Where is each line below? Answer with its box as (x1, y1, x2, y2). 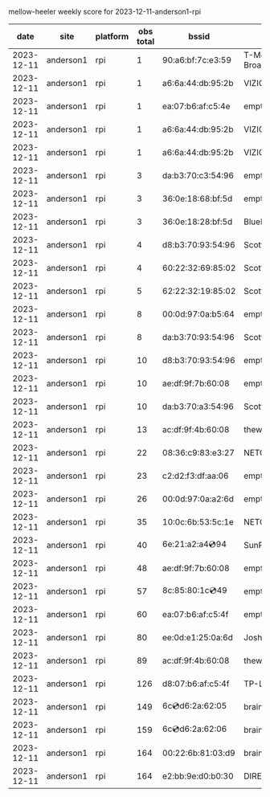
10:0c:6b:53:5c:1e (162, 517, 235, 527)
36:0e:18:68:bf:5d (162, 193, 233, 204)
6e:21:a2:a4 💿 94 (162, 538, 227, 550)
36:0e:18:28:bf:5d (162, 216, 233, 227)
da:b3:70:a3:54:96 (162, 401, 235, 412)
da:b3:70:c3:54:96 (162, 170, 235, 181)
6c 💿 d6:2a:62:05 (162, 700, 227, 711)
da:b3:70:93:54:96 (162, 332, 235, 342)
